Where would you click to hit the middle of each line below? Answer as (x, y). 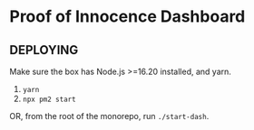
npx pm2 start (49, 99)
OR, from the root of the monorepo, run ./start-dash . (109, 116)
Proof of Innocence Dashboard (127, 17)
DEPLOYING (44, 50)
